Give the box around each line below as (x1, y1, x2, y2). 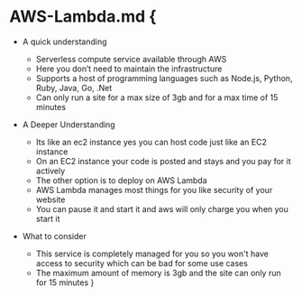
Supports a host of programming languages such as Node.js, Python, (35, 72, 293, 83)
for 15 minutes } (35, 277, 95, 288)
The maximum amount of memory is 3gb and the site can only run (35, 267, 281, 278)
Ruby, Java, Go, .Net (35, 82, 113, 93)
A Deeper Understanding (22, 119, 115, 130)
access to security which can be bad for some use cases (35, 257, 248, 268)
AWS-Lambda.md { (9, 6, 157, 27)
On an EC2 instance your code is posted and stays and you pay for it (35, 155, 291, 166)
